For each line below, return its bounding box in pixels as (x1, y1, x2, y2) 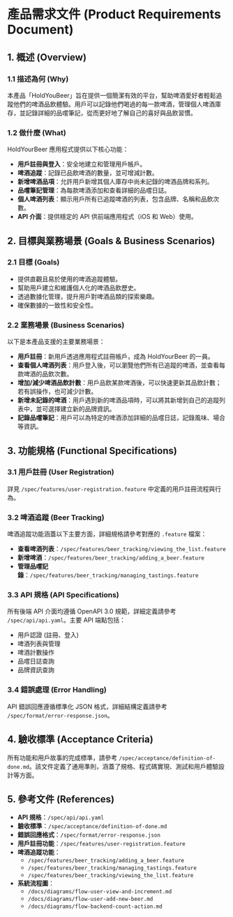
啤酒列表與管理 (17, 639, 61, 648)
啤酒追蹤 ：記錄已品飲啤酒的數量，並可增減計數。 (17, 169, 158, 177)
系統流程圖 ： (17, 879, 54, 888)
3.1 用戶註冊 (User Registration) (7, 467, 114, 477)
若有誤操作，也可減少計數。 (17, 388, 98, 396)
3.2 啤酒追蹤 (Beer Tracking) (7, 512, 105, 522)
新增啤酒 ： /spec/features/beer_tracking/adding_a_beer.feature (17, 553, 204, 562)
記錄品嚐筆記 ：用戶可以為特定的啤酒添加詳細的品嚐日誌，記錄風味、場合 (17, 413, 225, 422)
